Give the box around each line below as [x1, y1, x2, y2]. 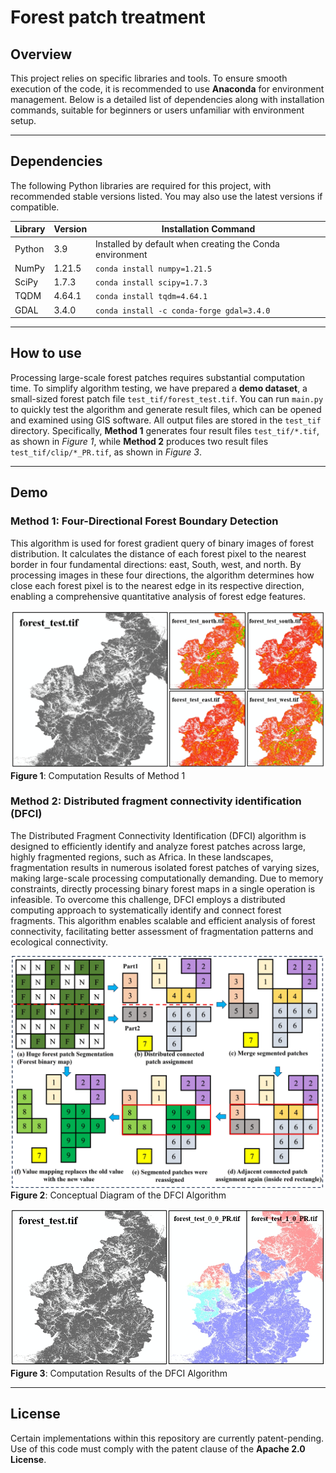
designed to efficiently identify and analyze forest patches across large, [10, 840, 306, 852]
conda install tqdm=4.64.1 [95, 292, 208, 302]
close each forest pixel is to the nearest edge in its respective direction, [10, 579, 305, 591]
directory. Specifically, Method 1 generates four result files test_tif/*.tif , [10, 424, 320, 436]
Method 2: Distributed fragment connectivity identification [10, 794, 302, 808]
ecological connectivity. [10, 936, 109, 948]
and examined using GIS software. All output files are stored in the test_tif [10, 414, 322, 426]
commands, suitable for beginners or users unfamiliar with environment [10, 104, 305, 116]
